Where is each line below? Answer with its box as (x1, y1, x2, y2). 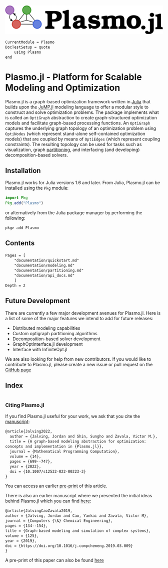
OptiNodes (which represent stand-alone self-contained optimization (5, 130, 145, 136)
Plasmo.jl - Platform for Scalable (5, 71, 142, 83)
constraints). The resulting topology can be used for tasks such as (5, 141, 142, 147)
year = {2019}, (5, 538, 37, 543)
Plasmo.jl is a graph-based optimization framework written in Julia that (5, 98, 151, 104)
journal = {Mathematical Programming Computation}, (9, 449, 120, 454)
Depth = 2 (5, 283, 26, 288)
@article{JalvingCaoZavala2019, (5, 508, 72, 513)
